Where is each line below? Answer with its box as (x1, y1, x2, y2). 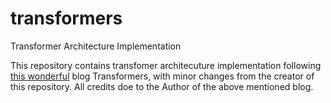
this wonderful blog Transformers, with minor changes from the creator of (10, 70, 315, 82)
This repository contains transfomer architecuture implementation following (10, 59, 322, 71)
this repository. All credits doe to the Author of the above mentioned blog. (10, 80, 314, 92)
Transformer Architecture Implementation (10, 40, 182, 52)
